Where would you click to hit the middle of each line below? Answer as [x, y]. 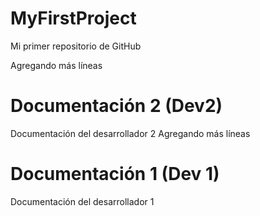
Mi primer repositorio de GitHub [76, 46]
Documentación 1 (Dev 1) [115, 174]
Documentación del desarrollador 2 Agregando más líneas [130, 133]
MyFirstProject [73, 18]
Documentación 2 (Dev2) [116, 106]
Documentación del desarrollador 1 [82, 201]
